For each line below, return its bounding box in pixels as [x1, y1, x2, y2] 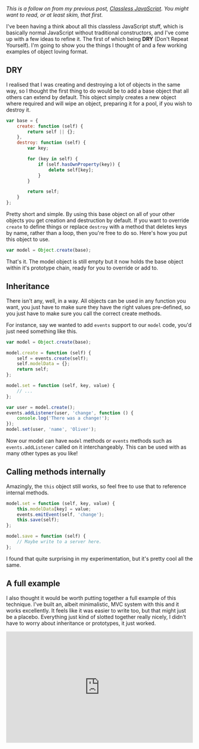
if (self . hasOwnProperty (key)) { [37, 161, 120, 167]
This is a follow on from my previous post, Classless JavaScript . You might [6, 5, 189, 12]
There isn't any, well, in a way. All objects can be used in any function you [6, 297, 187, 304]
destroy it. [6, 106, 31, 113]
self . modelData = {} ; [17, 361, 70, 367]
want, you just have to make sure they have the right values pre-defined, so [6, 303, 191, 310]
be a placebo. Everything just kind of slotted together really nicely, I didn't [6, 613, 187, 620]
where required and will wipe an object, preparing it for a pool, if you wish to [6, 100, 192, 107]
